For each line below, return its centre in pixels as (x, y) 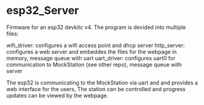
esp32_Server (43, 11)
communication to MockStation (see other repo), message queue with (94, 65)
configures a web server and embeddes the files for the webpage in (92, 51)
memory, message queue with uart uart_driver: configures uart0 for (91, 58)
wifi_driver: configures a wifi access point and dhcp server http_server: (96, 45)
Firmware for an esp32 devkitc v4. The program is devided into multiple (96, 27)
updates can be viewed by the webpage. (57, 95)
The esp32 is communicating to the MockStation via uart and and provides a (102, 83)
